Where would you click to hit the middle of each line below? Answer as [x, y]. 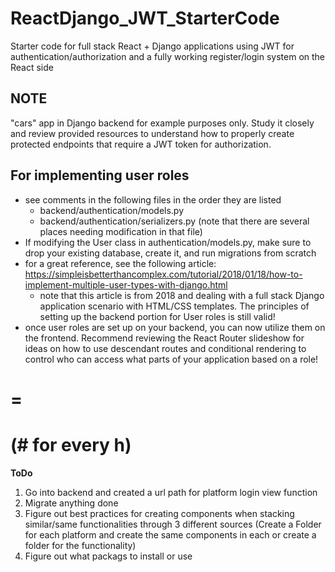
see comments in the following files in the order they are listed [153, 199]
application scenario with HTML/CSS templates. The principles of [174, 306]
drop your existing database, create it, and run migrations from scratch [170, 253]
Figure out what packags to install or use [108, 556]
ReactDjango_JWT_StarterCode [145, 18]
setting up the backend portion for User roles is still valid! [157, 316]
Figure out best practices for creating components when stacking [159, 513]
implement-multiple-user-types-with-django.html [126, 284]
